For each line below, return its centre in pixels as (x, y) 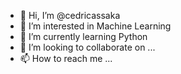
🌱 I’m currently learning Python (83, 36)
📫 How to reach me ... (66, 58)
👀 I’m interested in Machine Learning (95, 26)
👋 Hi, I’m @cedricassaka (70, 15)
